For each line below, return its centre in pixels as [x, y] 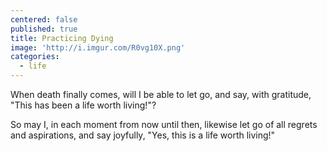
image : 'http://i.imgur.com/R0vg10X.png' [98, 47]
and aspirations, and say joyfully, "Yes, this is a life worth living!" [143, 135]
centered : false [44, 19]
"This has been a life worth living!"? [83, 105]
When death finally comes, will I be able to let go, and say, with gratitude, [161, 94]
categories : [35, 57]
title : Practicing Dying [62, 38]
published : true [44, 29]
